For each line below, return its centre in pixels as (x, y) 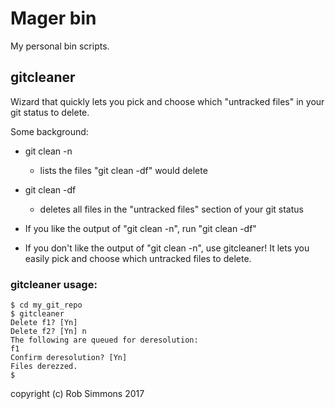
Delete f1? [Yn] (44, 323)
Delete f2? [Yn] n (48, 332)
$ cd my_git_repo (46, 305)
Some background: (49, 131)
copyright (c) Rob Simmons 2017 (77, 394)
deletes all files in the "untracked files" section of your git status (171, 209)
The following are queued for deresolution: (104, 340)
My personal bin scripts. (60, 46)
